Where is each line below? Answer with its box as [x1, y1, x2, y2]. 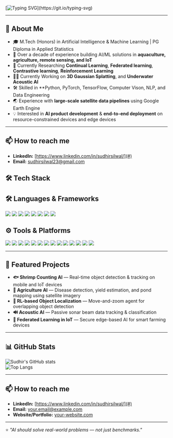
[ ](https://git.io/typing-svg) [5, 5, 93, 11]
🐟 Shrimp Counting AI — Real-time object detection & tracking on [12, 274, 155, 280]
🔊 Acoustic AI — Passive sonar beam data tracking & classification [12, 309, 157, 316]
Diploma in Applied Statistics [12, 46, 74, 52]
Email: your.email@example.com [12, 406, 83, 412]
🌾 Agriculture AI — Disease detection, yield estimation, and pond [12, 287, 152, 293]
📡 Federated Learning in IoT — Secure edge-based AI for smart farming [12, 317, 166, 323]
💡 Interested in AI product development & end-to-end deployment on [12, 111, 163, 117]
